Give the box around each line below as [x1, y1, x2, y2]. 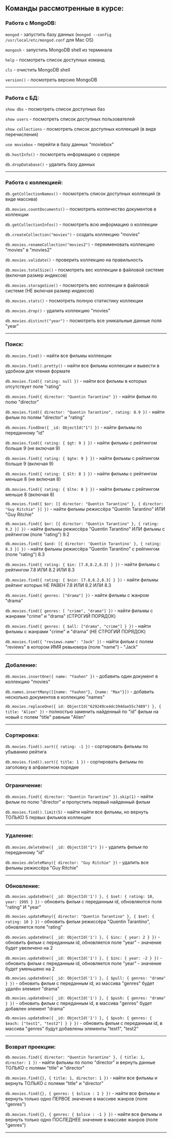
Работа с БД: [5, 94, 39, 101]
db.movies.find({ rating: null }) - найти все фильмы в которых [5, 378, 147, 384]
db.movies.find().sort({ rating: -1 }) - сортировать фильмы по [5, 743, 148, 750]
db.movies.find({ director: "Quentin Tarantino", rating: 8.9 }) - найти [5, 408, 165, 415]
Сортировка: [5, 732, 39, 739]
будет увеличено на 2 [5, 945, 53, 951]
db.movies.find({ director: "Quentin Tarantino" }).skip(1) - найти [5, 793, 154, 799]
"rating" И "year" [5, 904, 41, 910]
